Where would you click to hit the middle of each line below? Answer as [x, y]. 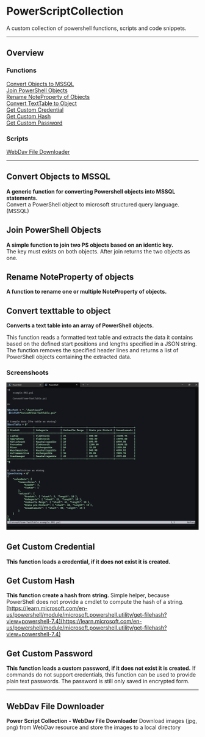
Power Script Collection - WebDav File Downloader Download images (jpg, [102, 721]
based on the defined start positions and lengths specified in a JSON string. [102, 344]
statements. [22, 198]
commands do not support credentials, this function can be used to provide [101, 675]
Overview [25, 53]
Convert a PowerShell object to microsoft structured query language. [93, 204]
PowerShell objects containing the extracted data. [69, 357]
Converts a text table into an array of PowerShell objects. [80, 325]
